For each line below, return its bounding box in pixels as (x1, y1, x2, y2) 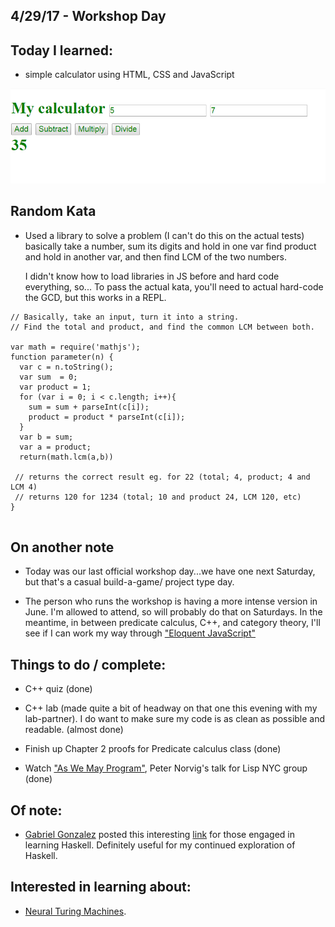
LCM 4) (10, 482, 38, 492)
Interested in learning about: (10, 879, 192, 896)
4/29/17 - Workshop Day (10, 8, 167, 25)
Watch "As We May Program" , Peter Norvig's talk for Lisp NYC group (24, 762, 308, 774)
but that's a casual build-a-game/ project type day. (24, 576, 235, 588)
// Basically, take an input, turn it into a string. (10, 312, 240, 322)
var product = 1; (19, 382, 92, 392)
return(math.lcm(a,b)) (19, 452, 114, 462)
